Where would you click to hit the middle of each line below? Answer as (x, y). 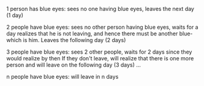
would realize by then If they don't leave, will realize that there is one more (100, 58)
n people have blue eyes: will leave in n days (62, 77)
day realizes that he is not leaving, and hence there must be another (92, 34)
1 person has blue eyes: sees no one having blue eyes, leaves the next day (100, 9)
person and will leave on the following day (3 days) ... (74, 65)
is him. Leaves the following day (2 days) (74, 40)
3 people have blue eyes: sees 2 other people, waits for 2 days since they (99, 52)
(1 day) (15, 15)
